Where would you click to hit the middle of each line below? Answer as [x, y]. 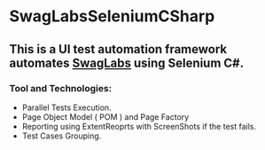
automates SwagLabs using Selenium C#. [127, 63]
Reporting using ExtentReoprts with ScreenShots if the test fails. [139, 126]
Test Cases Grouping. [62, 136]
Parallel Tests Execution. [67, 107]
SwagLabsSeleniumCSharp [112, 16]
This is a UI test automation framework [118, 49]
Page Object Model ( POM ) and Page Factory [105, 116]
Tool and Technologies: [61, 88]
